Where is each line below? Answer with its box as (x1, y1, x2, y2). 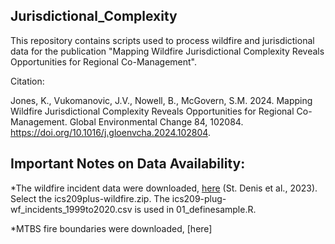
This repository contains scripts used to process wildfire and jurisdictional (10, 34, 315, 46)
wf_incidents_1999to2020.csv (10, 203, 133, 215)
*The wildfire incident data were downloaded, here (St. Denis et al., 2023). (10, 182, 318, 194)
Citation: (10, 75, 45, 87)
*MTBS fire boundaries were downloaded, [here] (10, 222, 213, 234)
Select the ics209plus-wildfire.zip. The (10, 192, 170, 204)
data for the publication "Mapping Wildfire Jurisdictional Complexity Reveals (10, 45, 325, 57)
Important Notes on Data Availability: (10, 155, 246, 173)
